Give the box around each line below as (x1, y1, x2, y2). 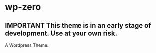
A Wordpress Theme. (5, 42, 49, 48)
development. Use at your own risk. (5, 29, 118, 37)
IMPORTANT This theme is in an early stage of (5, 21, 151, 30)
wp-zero (5, 1, 41, 13)
